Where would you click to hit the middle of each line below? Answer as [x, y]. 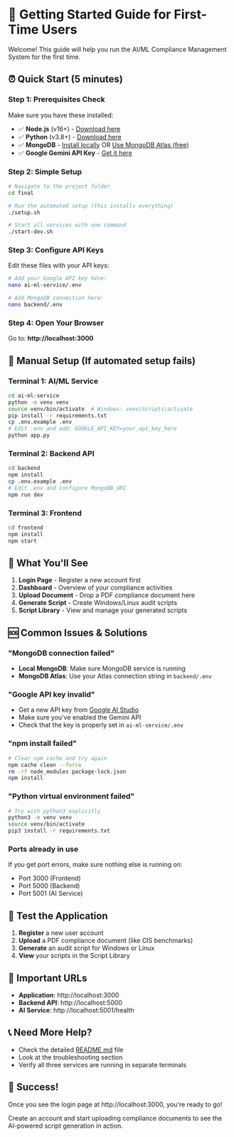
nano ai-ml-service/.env [45, 285]
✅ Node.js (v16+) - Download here [69, 129]
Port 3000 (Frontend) [49, 878]
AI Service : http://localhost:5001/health [76, 1010]
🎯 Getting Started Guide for [90, 15]
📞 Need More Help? [50, 1033]
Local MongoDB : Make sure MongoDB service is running [102, 668]
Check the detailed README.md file [71, 1050]
